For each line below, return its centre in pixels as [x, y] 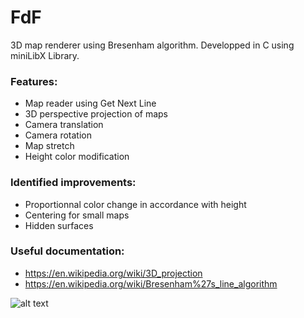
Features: [34, 81]
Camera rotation [58, 135]
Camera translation [64, 125]
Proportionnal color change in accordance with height [135, 204]
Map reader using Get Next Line [90, 103]
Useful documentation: [67, 251]
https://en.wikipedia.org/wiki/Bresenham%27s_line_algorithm [151, 283]
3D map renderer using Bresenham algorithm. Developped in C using [152, 45]
